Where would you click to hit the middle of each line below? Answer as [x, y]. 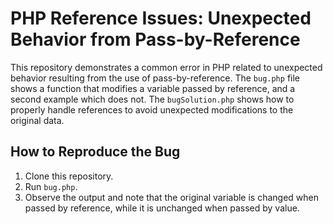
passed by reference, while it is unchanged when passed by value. [162, 208]
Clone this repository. [69, 176]
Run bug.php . [51, 186]
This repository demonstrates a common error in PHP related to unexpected [166, 67]
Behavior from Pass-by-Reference [155, 39]
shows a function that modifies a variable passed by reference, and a [153, 88]
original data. [37, 120]
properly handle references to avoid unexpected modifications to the [152, 109]
